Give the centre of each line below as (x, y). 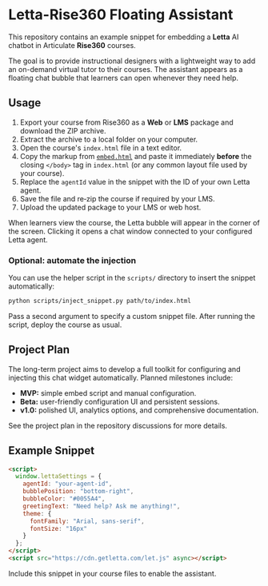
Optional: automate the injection (72, 260)
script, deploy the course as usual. (65, 325)
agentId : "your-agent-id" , (68, 484)
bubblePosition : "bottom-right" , (78, 492)
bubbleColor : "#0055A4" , (64, 499)
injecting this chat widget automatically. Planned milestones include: (121, 377)
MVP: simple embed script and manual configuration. (108, 393)
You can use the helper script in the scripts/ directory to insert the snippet (132, 278)
